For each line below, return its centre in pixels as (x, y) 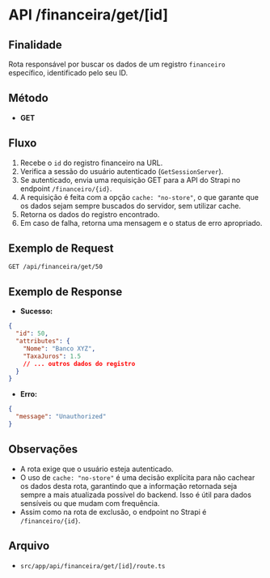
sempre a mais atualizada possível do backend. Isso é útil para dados (136, 495)
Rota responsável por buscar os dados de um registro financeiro (117, 64)
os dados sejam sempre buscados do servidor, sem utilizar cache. (130, 206)
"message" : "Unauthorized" (61, 417)
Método (28, 98)
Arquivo (29, 546)
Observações (43, 450)
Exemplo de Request (61, 249)
